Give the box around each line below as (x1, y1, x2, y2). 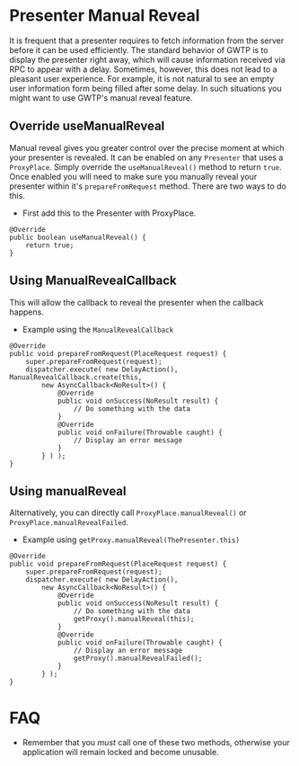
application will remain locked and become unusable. (22, 747, 219, 758)
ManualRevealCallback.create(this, (9, 372, 143, 382)
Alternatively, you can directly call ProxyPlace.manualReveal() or (9, 507, 247, 518)
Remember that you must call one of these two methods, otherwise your (22, 737, 290, 748)
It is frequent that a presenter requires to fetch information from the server (9, 35, 285, 46)
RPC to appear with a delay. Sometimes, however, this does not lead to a (9, 64, 277, 75)
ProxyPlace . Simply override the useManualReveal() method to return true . (9, 161, 282, 172)
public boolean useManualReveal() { (9, 233, 146, 242)
